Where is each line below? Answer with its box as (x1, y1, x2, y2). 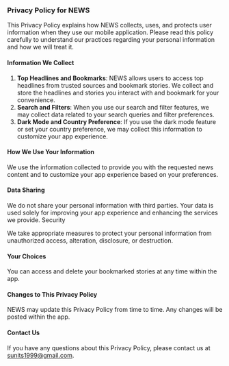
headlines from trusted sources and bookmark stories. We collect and (16, 81, 214, 89)
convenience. (16, 95, 56, 104)
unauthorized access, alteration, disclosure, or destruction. (7, 236, 174, 245)
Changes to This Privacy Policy (7, 290, 98, 298)
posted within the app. (7, 313, 70, 321)
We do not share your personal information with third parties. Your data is (7, 201, 214, 209)
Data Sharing (7, 186, 46, 194)
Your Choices (7, 252, 46, 260)
